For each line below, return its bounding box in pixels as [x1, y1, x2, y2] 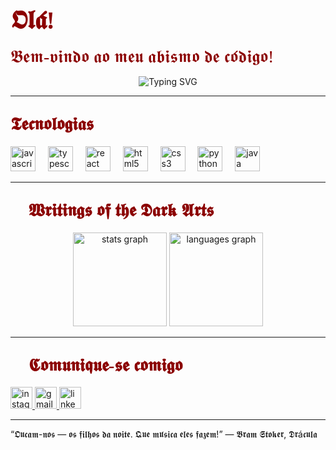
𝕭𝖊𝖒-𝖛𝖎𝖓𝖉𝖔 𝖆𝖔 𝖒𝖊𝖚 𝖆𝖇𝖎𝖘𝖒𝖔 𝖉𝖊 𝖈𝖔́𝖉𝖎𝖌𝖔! [10, 46, 275, 67]
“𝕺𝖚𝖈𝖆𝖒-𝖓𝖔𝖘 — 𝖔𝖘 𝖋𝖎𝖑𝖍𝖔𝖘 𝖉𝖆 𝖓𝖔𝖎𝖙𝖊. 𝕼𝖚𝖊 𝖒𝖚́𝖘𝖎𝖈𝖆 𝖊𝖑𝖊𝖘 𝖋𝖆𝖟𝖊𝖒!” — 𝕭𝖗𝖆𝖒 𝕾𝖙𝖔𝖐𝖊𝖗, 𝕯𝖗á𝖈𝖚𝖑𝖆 [10, 428, 318, 440]
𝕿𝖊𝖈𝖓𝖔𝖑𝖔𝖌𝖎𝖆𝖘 [10, 114, 95, 135]
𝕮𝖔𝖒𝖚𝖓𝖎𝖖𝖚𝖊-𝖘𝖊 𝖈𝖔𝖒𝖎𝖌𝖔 [28, 355, 183, 375]
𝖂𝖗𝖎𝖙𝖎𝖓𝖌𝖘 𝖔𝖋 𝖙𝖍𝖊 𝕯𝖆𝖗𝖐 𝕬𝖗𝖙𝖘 [28, 200, 215, 221]
